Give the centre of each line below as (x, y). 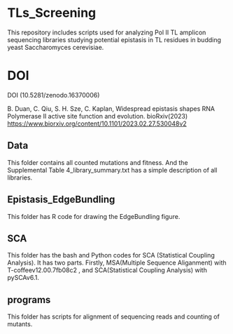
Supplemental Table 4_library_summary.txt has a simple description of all (112, 170)
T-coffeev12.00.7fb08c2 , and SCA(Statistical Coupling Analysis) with (107, 270)
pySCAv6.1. (23, 278)
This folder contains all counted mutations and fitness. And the (98, 162)
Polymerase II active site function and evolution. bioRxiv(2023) (98, 116)
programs (29, 300)
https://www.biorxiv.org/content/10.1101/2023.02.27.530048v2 (97, 123)
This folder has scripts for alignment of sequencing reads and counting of (114, 316)
